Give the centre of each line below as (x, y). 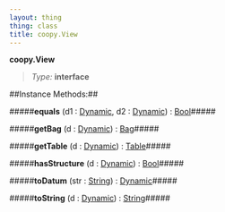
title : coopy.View (43, 34)
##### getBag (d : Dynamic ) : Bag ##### (84, 129)
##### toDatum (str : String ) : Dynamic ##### (93, 181)
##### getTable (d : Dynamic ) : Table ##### (90, 146)
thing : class (34, 26)
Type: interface (60, 77)
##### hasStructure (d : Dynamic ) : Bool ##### (97, 164)
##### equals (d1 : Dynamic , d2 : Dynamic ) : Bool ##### (113, 112)
